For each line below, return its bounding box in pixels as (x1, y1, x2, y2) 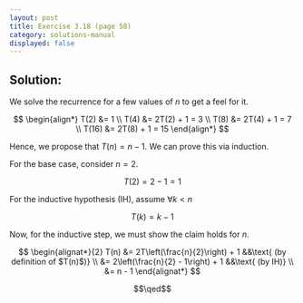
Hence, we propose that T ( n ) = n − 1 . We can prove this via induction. (9, 142, 269, 152)
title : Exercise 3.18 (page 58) (9, 22, 132, 31)
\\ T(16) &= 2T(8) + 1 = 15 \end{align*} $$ (75, 123, 230, 134)
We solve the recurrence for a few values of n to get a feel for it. (9, 96, 249, 107)
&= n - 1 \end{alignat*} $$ (103, 266, 201, 277)
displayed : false (9, 38, 75, 48)
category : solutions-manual (9, 30, 116, 39)
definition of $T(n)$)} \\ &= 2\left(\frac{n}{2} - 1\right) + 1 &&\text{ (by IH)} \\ (10, 256, 295, 268)
